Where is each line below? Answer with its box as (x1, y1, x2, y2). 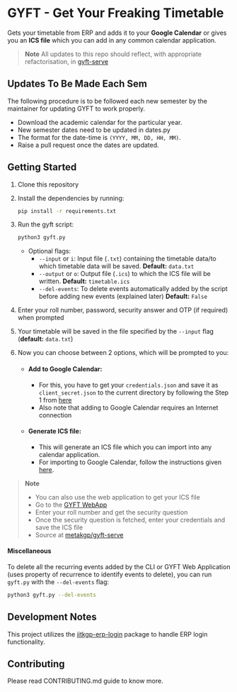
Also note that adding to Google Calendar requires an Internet (38, 403, 219, 412)
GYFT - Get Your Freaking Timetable (7, 5, 224, 21)
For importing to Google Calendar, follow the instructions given (38, 458, 221, 466)
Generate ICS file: (28, 427, 81, 436)
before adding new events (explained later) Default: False (38, 292, 207, 301)
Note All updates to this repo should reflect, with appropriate (24, 50, 202, 58)
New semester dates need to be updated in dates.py (17, 126, 171, 134)
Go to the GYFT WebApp (35, 500, 108, 509)
